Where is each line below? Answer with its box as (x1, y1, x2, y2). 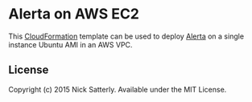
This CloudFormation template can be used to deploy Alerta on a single (8, 31, 244, 41)
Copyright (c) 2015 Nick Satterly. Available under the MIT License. (8, 84, 227, 94)
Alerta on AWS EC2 (8, 5, 139, 23)
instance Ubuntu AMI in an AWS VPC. (8, 39, 133, 49)
